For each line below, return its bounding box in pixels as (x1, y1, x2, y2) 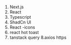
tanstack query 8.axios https (9, 34, 67, 40)
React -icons (9, 24, 35, 30)
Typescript (9, 14, 31, 20)
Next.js (9, 4, 24, 10)
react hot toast (9, 30, 39, 35)
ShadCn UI (9, 19, 31, 25)
